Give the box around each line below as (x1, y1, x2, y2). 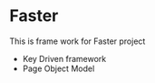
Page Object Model (22, 63, 95, 74)
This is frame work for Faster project (9, 36, 146, 47)
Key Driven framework (22, 53, 107, 64)
